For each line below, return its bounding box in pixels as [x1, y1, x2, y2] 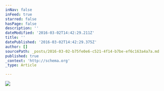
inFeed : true [5, 12, 32, 17]
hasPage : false [5, 21, 37, 26]
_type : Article [5, 63, 37, 68]
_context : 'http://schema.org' [5, 58, 70, 63]
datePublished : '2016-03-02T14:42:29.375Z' [5, 40, 97, 45]
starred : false [5, 16, 37, 21]
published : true [5, 53, 39, 59]
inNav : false [5, 7, 32, 12]
